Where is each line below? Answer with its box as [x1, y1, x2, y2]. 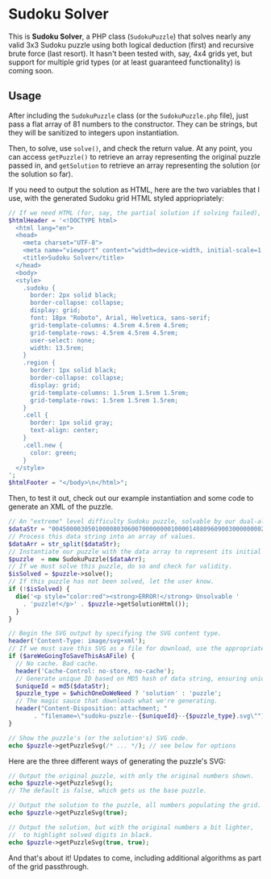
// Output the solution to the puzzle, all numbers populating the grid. [8, 802, 262, 810]
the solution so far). [8, 169, 73, 178]
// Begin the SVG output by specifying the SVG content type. [8, 630, 222, 638]
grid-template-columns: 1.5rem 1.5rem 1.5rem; [29, 389, 190, 397]
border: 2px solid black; [29, 291, 117, 299]
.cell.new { [23, 441, 63, 449]
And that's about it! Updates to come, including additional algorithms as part [8, 852, 262, 863]
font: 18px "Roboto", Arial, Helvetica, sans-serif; [29, 314, 211, 322]
